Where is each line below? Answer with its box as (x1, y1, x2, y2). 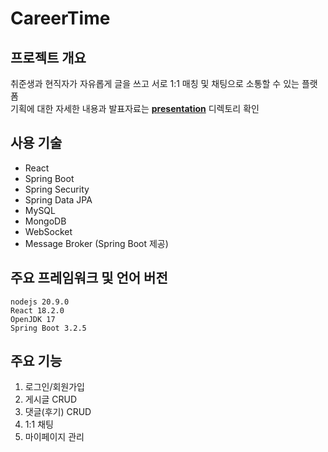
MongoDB (24, 215, 67, 227)
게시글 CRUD (24, 393, 78, 406)
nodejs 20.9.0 (10, 297, 70, 307)
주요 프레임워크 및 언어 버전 (10, 270, 168, 287)
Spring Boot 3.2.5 (10, 323, 87, 333)
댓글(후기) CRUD (24, 406, 92, 418)
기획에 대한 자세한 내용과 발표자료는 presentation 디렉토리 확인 (10, 103, 260, 114)
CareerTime (10, 7, 111, 30)
